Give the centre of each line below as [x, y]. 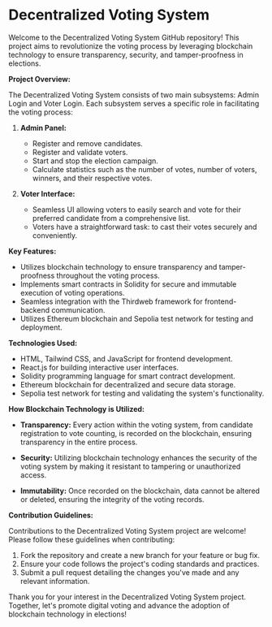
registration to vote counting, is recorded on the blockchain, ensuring [136, 433]
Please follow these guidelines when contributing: [92, 539]
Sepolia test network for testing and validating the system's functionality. [142, 393]
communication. [78, 309]
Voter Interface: [47, 193]
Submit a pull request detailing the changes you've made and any [130, 572]
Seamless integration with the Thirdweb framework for [111, 301]
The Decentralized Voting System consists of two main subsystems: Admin [134, 94]
